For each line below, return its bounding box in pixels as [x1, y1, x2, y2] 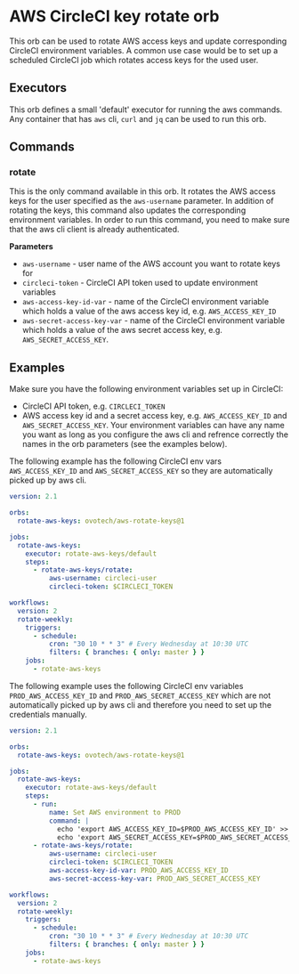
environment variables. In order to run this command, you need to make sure [9, 215, 290, 225]
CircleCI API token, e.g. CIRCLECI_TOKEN [21, 401, 166, 411]
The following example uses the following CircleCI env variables [9, 680, 244, 691]
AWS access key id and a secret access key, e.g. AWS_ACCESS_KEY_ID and [21, 410, 287, 421]
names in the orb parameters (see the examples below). [21, 439, 228, 450]
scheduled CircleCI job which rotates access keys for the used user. [9, 54, 259, 65]
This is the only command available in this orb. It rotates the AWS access [9, 186, 276, 197]
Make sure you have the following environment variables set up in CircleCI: [9, 384, 284, 394]
